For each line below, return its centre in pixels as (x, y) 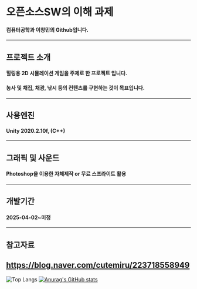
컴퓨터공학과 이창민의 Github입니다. (47, 29)
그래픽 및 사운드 (33, 158)
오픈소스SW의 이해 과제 (60, 12)
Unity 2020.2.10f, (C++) (36, 130)
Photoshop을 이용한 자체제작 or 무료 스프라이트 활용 (66, 174)
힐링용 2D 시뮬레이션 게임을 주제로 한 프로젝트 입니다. (67, 73)
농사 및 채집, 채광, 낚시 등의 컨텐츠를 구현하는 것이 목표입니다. (75, 88)
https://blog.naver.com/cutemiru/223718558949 (98, 265)
